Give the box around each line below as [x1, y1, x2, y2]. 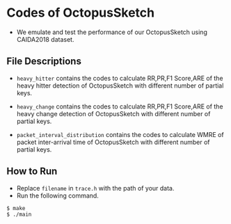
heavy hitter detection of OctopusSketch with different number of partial [16, 81, 224, 90]
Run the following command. [16, 191, 99, 200]
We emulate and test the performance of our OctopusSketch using [16, 28, 208, 36]
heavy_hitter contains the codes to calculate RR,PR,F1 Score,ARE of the [16, 74, 223, 82]
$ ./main [6, 211, 32, 218]
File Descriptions [6, 56, 81, 67]
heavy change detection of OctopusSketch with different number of [16, 109, 211, 118]
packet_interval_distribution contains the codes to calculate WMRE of [16, 130, 224, 138]
